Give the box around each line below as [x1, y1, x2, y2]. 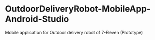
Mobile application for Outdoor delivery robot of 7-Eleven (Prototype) [5, 29, 143, 35]
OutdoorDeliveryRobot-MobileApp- [5, 3, 151, 14]
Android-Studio [5, 13, 69, 25]
